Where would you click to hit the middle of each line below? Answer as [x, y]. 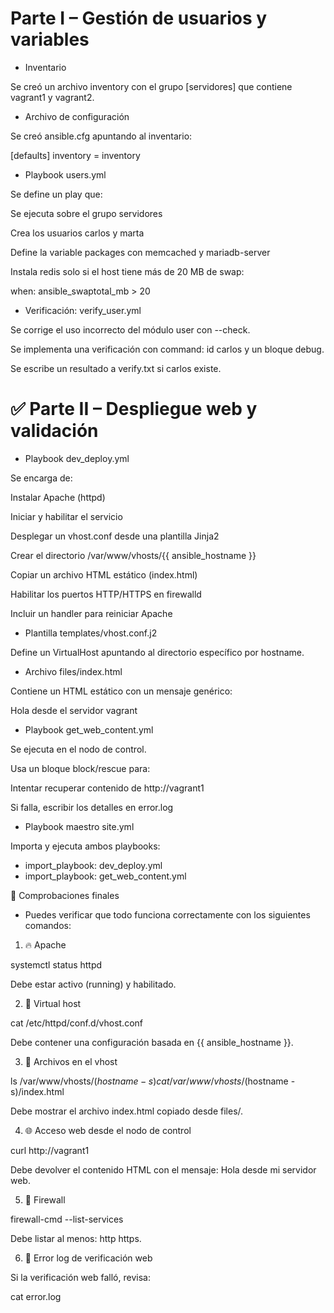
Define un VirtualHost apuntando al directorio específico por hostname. [157, 652]
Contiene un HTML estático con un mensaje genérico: [121, 691]
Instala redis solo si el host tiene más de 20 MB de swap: [127, 271]
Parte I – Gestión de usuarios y [139, 18]
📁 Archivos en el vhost [71, 1061]
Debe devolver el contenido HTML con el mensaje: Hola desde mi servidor [163, 1169]
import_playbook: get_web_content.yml [105, 876]
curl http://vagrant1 [50, 1150]
